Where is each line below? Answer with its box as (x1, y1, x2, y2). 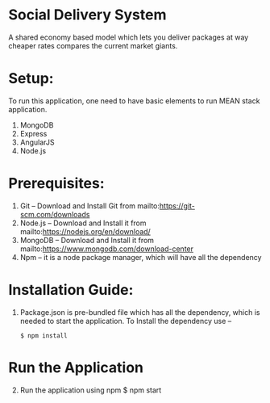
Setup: (8, 69, 54, 88)
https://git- (159, 200, 196, 211)
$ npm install (19, 331, 68, 340)
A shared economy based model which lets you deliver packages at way (8, 32, 249, 42)
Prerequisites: (8, 174, 105, 193)
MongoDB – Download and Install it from (19, 235, 155, 245)
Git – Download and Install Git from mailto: (19, 200, 160, 211)
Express (19, 128, 48, 138)
